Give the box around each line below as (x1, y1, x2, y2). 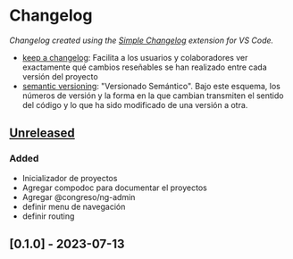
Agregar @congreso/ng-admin (21, 191, 136, 202)
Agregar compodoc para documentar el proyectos (21, 182, 207, 193)
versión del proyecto (21, 71, 98, 81)
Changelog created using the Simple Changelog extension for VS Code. (9, 35, 274, 46)
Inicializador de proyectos (21, 172, 118, 183)
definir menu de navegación (21, 201, 126, 212)
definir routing (21, 211, 75, 221)
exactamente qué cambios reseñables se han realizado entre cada (21, 62, 268, 72)
